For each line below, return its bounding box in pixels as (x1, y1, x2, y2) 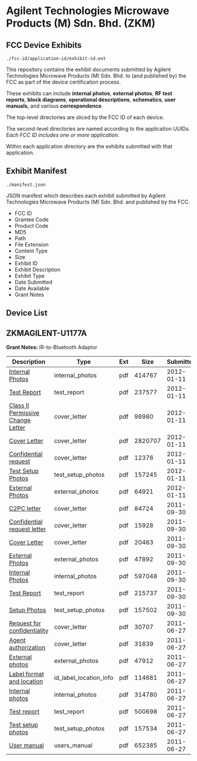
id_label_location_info (53, 674, 114, 682)
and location (9, 677, 43, 686)
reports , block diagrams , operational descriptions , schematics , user (6, 96, 176, 103)
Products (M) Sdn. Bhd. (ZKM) (6, 16, 155, 30)
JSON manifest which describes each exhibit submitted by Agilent (6, 192, 166, 199)
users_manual (53, 742, 93, 750)
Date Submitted (14, 278, 53, 285)
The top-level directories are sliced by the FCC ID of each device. (6, 114, 165, 121)
